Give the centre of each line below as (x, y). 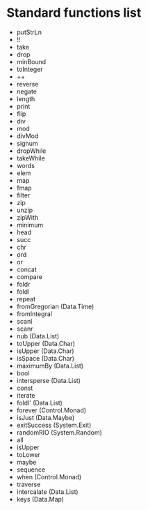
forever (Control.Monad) (51, 410)
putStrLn (29, 32)
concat (27, 269)
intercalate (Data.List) (47, 492)
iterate (26, 395)
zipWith (27, 217)
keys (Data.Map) (40, 499)
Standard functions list (74, 13)
